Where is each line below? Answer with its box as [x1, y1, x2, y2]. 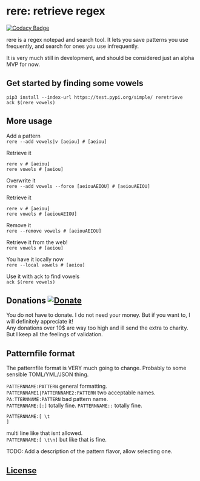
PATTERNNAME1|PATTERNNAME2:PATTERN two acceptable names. [6, 389, 156, 396]
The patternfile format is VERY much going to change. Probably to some [6, 365, 187, 372]
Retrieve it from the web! [6, 238, 68, 246]
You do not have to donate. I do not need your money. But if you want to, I [6, 311, 190, 319]
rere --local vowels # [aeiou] [6, 262, 85, 268]
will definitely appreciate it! [6, 318, 74, 325]
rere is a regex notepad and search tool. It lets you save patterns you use [6, 36, 189, 43]
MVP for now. [6, 61, 41, 68]
